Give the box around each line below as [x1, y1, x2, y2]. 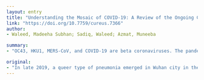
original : [6, 59, 32, 65]
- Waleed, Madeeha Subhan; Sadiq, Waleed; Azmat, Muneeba [6, 32, 156, 38]
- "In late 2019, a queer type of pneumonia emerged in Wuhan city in [6, 64, 189, 70]
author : [6, 25, 26, 32]
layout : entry [6, 8, 42, 15]
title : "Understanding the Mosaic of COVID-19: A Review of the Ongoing [6, 15, 194, 21]
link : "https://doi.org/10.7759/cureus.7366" [6, 20, 123, 26]
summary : [6, 42, 29, 48]
